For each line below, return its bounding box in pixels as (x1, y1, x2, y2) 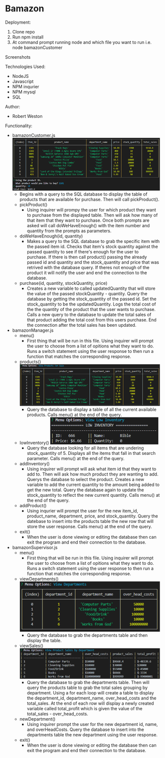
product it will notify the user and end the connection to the (27, 270, 147, 276)
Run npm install (12, 34, 44, 40)
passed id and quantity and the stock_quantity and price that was (27, 259, 160, 265)
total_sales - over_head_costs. (27, 711, 88, 717)
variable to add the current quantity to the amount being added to (27, 482, 160, 488)
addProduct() (19, 503, 47, 509)
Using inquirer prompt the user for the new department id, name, (27, 722, 158, 727)
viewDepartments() (19, 576, 59, 582)
